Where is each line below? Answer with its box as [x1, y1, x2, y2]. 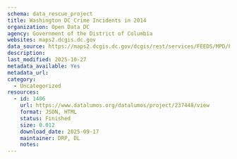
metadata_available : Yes [7, 63, 80, 70]
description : [7, 50, 46, 57]
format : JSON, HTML [20, 108, 78, 115]
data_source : [7, 43, 46, 50]
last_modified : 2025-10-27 [7, 56, 87, 63]
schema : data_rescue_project [7, 10, 93, 18]
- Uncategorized [13, 82, 61, 89]
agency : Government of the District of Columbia [7, 30, 153, 37]
